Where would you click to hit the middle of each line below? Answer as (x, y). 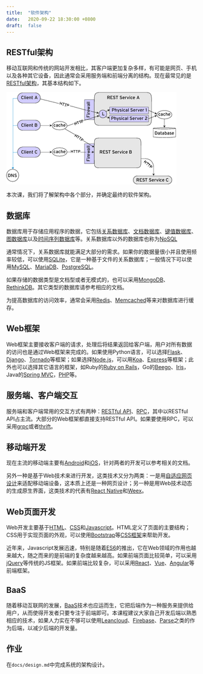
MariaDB (46, 267)
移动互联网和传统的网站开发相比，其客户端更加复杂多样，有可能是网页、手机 (101, 68)
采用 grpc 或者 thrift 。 (31, 426)
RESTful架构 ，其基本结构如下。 (45, 83)
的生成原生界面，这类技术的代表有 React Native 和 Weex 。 (77, 491)
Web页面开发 (31, 512)
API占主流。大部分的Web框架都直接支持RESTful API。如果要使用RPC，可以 (100, 419)
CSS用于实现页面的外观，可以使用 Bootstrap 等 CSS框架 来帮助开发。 (90, 535)
